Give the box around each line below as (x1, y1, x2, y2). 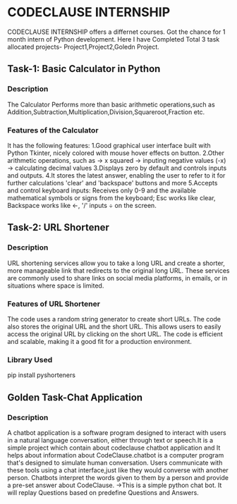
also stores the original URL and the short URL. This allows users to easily (7, 322, 221, 331)
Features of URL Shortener (7, 299, 101, 309)
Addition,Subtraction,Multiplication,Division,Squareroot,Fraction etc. (7, 107, 205, 116)
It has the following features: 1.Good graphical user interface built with (7, 141, 211, 149)
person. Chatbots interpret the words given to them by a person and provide (7, 473, 229, 481)
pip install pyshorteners (7, 371, 76, 379)
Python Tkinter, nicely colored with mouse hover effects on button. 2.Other (7, 149, 224, 157)
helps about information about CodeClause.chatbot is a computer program (7, 450, 224, 459)
